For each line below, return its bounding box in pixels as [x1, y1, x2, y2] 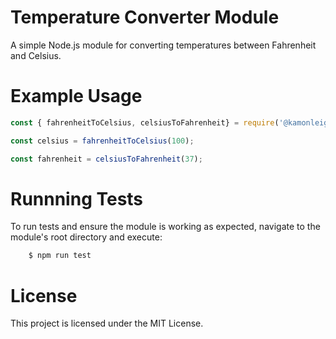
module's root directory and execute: [10, 231, 163, 243]
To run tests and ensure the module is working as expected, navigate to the [10, 221, 321, 233]
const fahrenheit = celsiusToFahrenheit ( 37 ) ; [10, 154, 203, 164]
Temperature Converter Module [10, 6, 280, 29]
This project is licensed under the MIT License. [10, 317, 204, 330]
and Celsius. [10, 49, 62, 61]
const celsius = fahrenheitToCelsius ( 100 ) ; [10, 136, 195, 146]
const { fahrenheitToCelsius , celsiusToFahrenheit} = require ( [10, 117, 280, 128]
